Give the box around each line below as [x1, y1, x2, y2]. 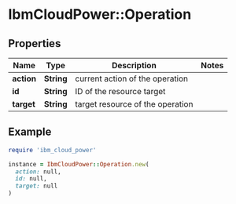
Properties [8, 37, 61, 50]
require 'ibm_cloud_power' [8, 146, 97, 154]
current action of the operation [75, 73, 189, 84]
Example [8, 126, 52, 139]
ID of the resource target [75, 86, 166, 97]
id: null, [15, 175, 47, 183]
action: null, [15, 167, 61, 176]
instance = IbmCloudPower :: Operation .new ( [8, 160, 149, 168]
